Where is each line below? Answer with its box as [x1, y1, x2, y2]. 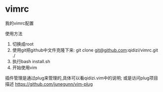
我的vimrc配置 [5, 20, 34, 26]
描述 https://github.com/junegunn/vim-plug [5, 81, 93, 87]
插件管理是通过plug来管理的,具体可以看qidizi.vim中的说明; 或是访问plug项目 [5, 75, 159, 81]
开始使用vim [12, 65, 37, 70]
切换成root [12, 41, 34, 47]
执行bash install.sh [12, 58, 51, 64]
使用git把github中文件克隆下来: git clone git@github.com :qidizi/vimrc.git [12, 47, 159, 53]
